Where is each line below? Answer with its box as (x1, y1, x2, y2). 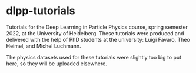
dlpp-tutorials (6, 4, 75, 18)
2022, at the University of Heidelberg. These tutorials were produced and (6, 29, 184, 36)
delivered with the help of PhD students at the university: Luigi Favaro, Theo (6, 36, 190, 43)
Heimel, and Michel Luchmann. (6, 42, 81, 49)
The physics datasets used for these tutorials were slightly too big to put (6, 54, 181, 61)
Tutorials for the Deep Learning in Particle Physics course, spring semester (6, 24, 188, 31)
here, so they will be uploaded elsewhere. (6, 60, 107, 67)
